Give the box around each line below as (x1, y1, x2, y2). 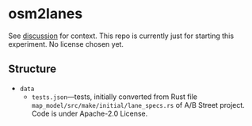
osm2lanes (8, 5, 83, 23)
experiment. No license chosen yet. (8, 39, 124, 48)
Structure (8, 63, 57, 76)
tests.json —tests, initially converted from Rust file (31, 92, 198, 101)
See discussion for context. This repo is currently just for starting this (8, 31, 235, 40)
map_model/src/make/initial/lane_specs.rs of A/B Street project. (31, 100, 246, 109)
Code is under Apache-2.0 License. (31, 109, 148, 118)
